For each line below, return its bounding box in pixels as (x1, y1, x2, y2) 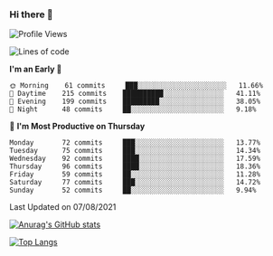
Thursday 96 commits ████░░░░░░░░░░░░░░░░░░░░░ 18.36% (9, 162, 260, 171)
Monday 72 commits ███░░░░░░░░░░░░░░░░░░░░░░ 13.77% (9, 138, 260, 147)
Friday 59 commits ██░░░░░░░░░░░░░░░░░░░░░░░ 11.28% (9, 170, 260, 179)
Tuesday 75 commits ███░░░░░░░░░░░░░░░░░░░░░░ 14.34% (9, 147, 260, 156)
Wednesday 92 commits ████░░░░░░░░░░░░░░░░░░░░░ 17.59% (9, 154, 260, 164)
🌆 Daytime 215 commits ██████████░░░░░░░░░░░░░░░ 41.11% (9, 90, 260, 99)
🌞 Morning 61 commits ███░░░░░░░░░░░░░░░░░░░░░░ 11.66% (9, 81, 264, 90)
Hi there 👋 (9, 8, 54, 21)
